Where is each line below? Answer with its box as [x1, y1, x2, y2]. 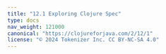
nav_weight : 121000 [7, 23, 65, 30]
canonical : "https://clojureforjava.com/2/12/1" [7, 29, 153, 37]
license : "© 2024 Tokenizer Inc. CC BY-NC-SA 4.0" [7, 36, 160, 43]
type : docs [7, 17, 40, 24]
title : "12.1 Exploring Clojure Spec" [7, 10, 121, 18]
